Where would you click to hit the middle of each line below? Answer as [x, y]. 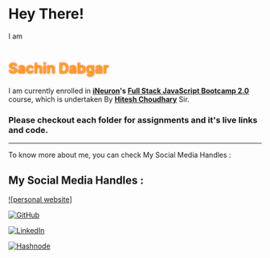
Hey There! [46, 14]
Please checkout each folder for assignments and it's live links [133, 119]
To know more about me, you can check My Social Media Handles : [120, 155]
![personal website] [40, 199]
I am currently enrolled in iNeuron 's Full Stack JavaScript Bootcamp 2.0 [129, 91]
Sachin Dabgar [59, 69]
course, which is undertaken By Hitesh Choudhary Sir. [99, 99]
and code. [29, 130]
